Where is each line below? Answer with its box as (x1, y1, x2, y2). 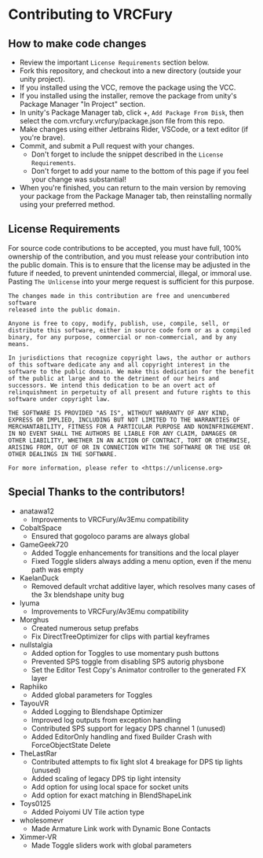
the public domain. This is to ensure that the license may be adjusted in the (8, 260, 251, 269)
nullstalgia (19, 639, 53, 650)
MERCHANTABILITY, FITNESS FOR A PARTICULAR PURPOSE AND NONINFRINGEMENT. (8, 422, 255, 430)
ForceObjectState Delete (31, 740, 111, 749)
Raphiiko (19, 682, 48, 691)
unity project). (19, 75, 65, 83)
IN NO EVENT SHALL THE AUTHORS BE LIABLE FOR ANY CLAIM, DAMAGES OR (8, 429, 237, 437)
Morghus (19, 615, 49, 624)
